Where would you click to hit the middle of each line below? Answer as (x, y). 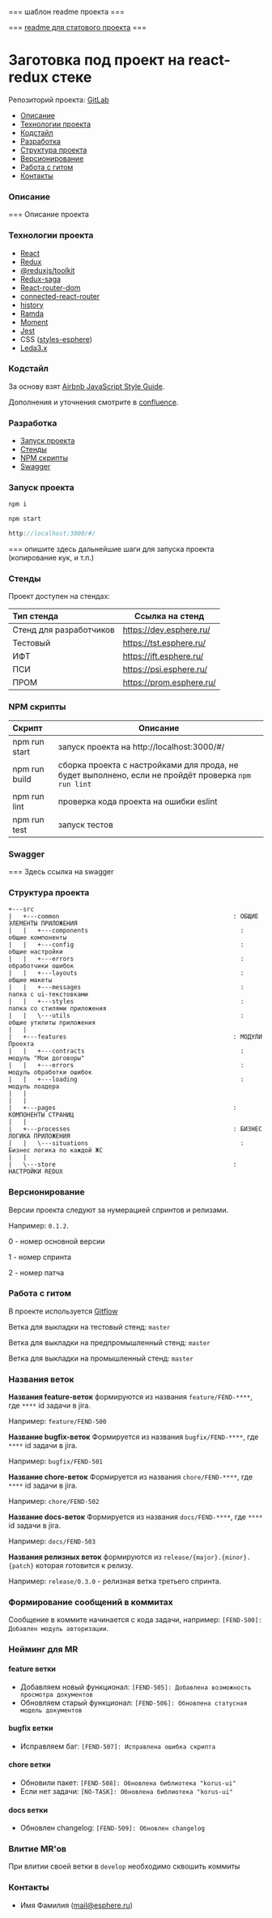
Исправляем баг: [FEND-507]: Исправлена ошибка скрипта (118, 1746)
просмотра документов (56, 1694)
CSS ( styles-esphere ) (56, 339)
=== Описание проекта (49, 215)
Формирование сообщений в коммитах (91, 1602)
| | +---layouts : (126, 973)
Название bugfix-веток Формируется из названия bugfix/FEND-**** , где (134, 1437)
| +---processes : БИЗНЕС (136, 1130)
